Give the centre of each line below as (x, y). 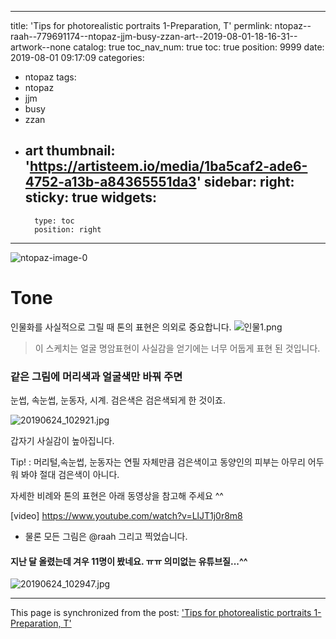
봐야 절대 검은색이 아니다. (70, 475)
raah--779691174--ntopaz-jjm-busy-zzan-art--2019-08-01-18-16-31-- (154, 36)
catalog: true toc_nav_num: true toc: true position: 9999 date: (199, 47)
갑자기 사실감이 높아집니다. (62, 441)
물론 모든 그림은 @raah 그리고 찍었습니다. (106, 537)
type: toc (54, 221)
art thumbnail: (70, 151)
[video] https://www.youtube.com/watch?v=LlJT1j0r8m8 (126, 516)
